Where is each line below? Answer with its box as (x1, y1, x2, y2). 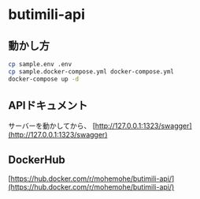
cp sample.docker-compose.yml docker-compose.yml (8, 67, 175, 76)
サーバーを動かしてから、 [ (8, 121, 96, 131)
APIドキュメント (8, 99, 88, 112)
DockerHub (8, 152, 65, 167)
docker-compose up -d (8, 75, 80, 83)
